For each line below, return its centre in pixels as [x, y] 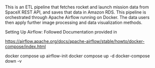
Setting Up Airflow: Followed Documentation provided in [61, 32]
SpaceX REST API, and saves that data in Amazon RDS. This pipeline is [76, 12]
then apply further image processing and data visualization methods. [74, 22]
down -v [13, 61]
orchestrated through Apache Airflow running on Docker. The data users [77, 17]
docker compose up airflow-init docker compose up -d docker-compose [77, 56]
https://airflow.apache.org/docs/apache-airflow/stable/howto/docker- [75, 41]
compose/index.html [25, 46]
